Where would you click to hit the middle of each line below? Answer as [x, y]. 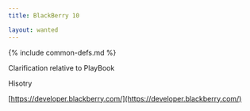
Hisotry [20, 83]
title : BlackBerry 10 [44, 15]
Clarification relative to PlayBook [62, 67]
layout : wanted [33, 30]
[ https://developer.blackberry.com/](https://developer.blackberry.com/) [125, 98]
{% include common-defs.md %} [62, 52]
